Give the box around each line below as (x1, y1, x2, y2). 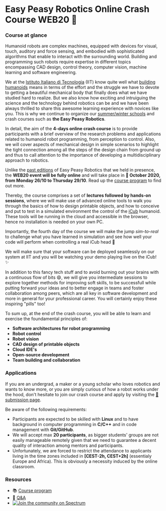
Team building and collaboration (12, 357, 81, 363)
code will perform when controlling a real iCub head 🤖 (5, 239, 115, 245)
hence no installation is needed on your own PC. (5, 219, 104, 225)
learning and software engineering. (5, 70, 77, 76)
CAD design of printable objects (12, 341, 80, 347)
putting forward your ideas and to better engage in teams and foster (5, 285, 144, 291)
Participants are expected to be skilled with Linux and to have (12, 416, 139, 422)
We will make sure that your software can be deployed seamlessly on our (5, 249, 155, 255)
